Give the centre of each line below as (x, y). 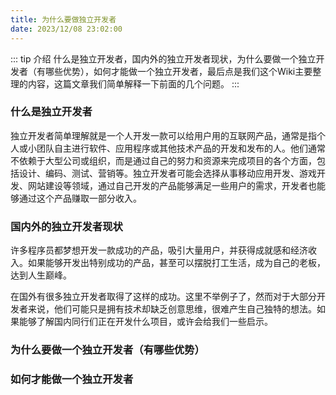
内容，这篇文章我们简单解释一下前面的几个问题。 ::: (133, 83)
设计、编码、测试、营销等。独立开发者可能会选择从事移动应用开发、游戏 (167, 173)
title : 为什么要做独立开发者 (63, 19)
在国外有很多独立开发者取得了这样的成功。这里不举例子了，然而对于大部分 (163, 297)
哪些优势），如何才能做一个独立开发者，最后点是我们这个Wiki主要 (178, 71)
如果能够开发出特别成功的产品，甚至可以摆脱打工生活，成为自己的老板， (176, 263)
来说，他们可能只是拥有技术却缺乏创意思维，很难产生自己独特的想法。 (172, 309)
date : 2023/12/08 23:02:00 (66, 29)
